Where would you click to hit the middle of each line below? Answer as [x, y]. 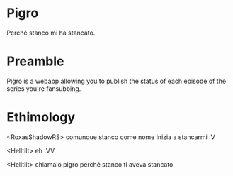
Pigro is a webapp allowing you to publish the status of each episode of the [116, 81]
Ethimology [41, 117]
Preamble [35, 61]
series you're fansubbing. [44, 88]
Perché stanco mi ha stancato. [51, 33]
